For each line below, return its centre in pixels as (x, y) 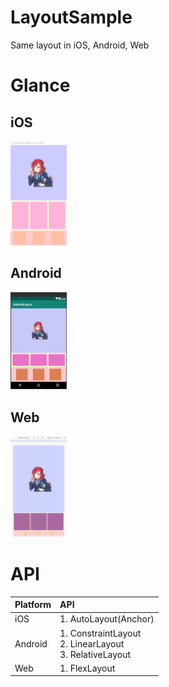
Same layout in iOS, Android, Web (80, 45)
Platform (33, 605)
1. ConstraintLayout (100, 633)
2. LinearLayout (92, 643)
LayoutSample (71, 17)
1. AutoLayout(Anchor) (107, 619)
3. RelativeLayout (95, 654)
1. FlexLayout (87, 668)
